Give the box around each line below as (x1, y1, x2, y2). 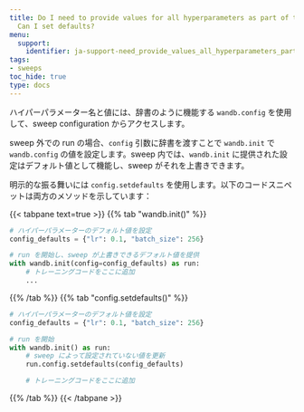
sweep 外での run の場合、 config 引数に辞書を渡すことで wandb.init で (9, 137, 276, 148)
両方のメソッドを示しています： (33, 190, 152, 201)
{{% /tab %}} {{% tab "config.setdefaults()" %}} (9, 292, 188, 303)
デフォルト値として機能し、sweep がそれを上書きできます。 (24, 159, 250, 170)
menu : (9, 30, 30, 39)
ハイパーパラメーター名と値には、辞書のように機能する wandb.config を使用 (9, 106, 292, 118)
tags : (9, 55, 30, 64)
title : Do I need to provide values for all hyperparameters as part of (9, 13, 290, 23)
